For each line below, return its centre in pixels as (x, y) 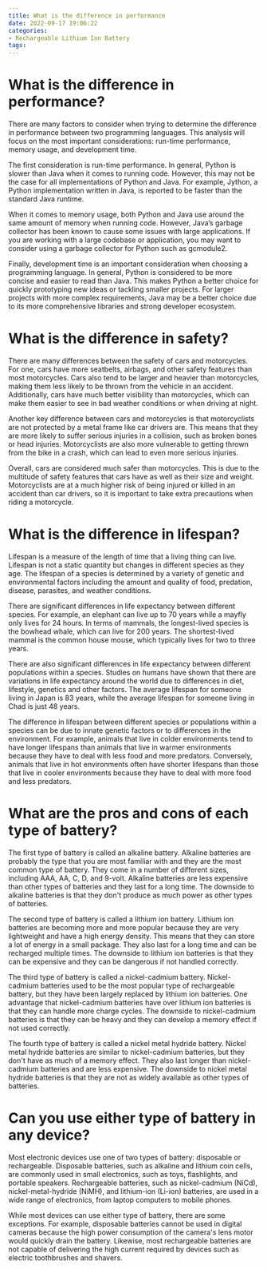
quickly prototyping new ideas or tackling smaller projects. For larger (121, 289)
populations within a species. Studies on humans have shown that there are (132, 672)
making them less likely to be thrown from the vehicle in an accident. (121, 386)
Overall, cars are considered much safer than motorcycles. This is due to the (134, 468)
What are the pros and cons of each (129, 814)
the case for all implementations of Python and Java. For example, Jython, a (133, 182)
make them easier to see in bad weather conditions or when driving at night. (133, 403)
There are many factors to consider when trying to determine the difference (133, 124)
